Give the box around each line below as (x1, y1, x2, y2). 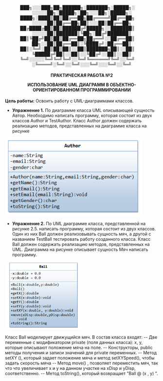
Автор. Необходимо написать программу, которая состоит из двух (12, 113, 152, 118)
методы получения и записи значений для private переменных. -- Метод (5, 349, 157, 356)
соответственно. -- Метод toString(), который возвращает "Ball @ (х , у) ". (5, 370, 158, 376)
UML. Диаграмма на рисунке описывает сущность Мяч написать (12, 247, 148, 252)
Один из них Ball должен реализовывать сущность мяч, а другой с (12, 231, 151, 237)
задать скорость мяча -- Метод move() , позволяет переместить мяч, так (5, 360, 158, 366)
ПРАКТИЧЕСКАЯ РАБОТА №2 (50, 73, 113, 78)
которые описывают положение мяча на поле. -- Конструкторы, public (5, 344, 153, 350)
